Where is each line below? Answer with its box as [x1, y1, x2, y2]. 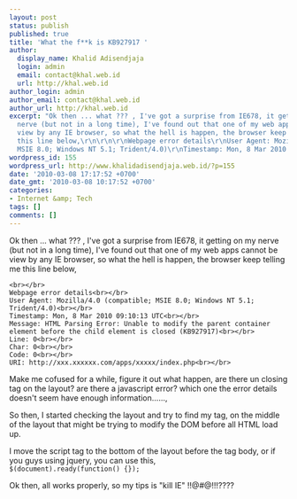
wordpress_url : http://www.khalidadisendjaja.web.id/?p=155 [9, 161, 236, 170]
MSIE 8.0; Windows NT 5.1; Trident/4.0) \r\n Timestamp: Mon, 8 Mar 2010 [17, 144, 287, 153]
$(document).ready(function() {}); [9, 464, 141, 473]
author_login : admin [9, 87, 86, 96]
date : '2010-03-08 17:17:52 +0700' [9, 169, 141, 178]
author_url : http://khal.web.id [9, 104, 128, 113]
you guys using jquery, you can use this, [9, 455, 156, 465]
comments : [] [9, 210, 57, 220]
